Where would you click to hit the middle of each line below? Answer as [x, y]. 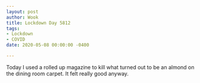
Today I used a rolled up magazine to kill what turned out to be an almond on [100, 67]
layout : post [22, 12]
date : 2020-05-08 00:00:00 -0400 [48, 45]
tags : [13, 28]
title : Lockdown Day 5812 [38, 23]
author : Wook [22, 17]
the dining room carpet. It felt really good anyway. [67, 73]
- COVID [16, 39]
